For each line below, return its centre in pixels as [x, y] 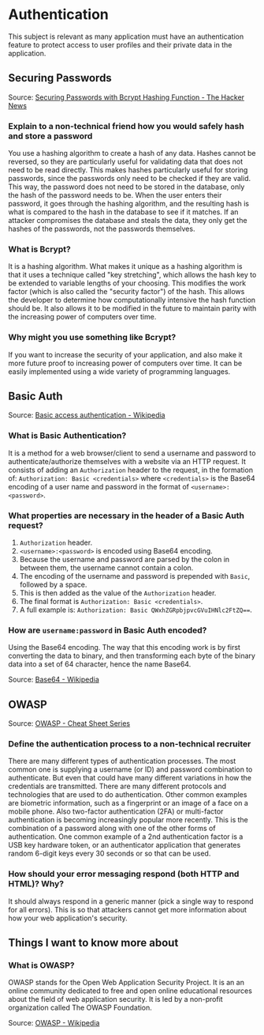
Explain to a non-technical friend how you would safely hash [126, 126]
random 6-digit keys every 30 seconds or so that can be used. [110, 854]
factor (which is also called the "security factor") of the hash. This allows [126, 292]
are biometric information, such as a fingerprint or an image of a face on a [128, 803]
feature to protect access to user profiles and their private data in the [120, 44]
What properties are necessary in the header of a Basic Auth [126, 516]
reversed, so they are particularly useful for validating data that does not [126, 162]
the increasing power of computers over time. [82, 317]
